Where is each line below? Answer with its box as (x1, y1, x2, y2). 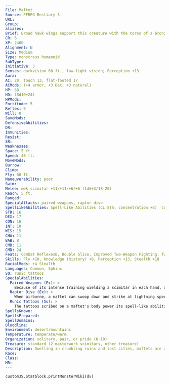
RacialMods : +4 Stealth (5, 262, 56, 267)
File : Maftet (5, 7, 33, 13)
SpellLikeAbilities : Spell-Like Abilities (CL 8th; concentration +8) (5, 205, 157, 210)
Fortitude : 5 (5, 102, 33, 107)
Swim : (5, 182, 17, 187)
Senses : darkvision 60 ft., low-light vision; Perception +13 (5, 69, 139, 74)
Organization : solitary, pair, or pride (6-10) (5, 337, 108, 342)
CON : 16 (5, 219, 22, 224)
